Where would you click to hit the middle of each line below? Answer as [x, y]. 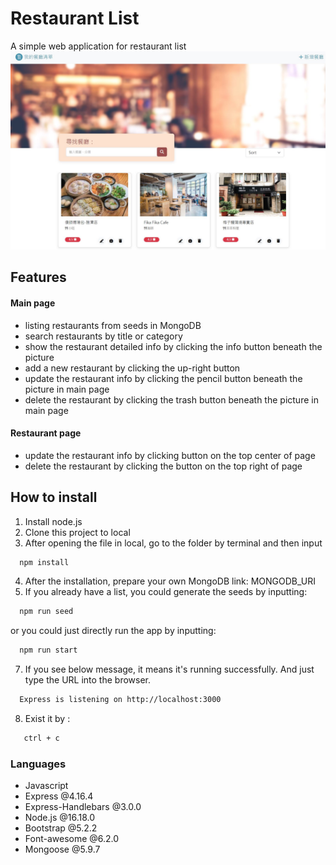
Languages [38, 764]
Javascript [46, 786]
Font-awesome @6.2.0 [72, 839]
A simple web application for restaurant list [98, 46]
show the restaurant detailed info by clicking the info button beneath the [173, 346]
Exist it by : [47, 719]
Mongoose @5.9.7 [62, 849]
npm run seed [46, 612]
